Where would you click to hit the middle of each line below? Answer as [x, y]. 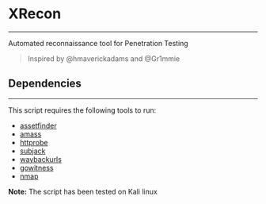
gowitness [36, 167]
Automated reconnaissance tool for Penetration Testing [98, 43]
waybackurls [40, 159]
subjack [32, 151]
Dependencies [45, 84]
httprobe [34, 142]
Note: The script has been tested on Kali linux [83, 191]
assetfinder [38, 125]
